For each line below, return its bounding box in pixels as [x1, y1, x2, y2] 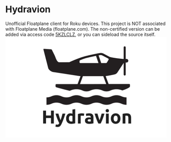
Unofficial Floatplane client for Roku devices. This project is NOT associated [5, 20, 166, 27]
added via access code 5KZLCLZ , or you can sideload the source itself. [5, 31, 156, 37]
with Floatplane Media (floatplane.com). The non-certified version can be [5, 26, 160, 32]
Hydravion [5, 4, 51, 15]
